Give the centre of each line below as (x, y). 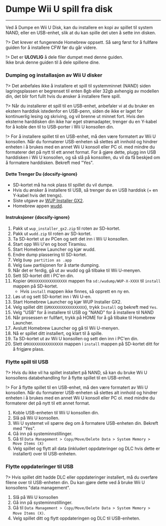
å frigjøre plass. (29, 349)
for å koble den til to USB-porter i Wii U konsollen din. (60, 127)
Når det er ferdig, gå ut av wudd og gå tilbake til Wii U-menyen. (77, 270)
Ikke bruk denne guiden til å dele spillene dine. (53, 62)
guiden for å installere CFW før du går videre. (51, 47)
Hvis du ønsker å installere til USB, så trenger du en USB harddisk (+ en (85, 190)
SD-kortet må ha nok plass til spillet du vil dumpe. (63, 185)
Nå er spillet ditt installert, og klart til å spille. (58, 333)
